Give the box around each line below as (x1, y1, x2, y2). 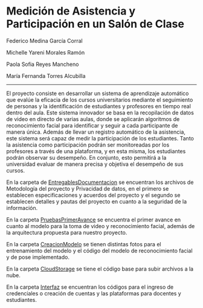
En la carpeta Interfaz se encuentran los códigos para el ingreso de (6, 283, 174, 290)
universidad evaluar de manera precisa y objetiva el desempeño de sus (6, 160, 184, 168)
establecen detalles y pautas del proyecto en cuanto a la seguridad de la (6, 198, 187, 205)
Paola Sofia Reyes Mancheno (6, 61, 79, 68)
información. (6, 204, 38, 211)
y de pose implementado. (6, 253, 69, 261)
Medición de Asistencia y (6, 4, 136, 18)
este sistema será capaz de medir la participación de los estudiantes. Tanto (6, 134, 195, 142)
